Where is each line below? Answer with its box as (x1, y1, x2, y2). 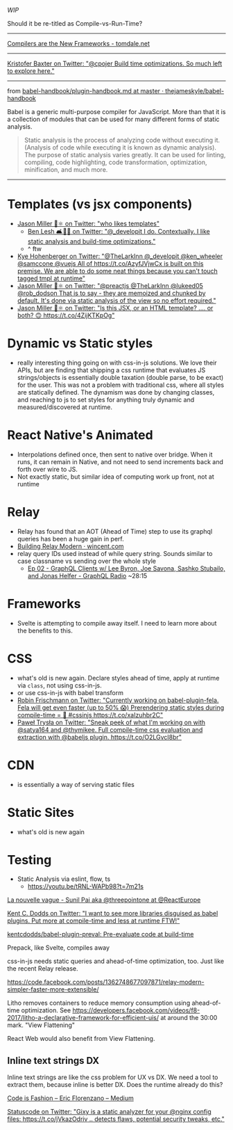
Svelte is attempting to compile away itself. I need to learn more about (17, 619, 217, 627)
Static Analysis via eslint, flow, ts (17, 875, 111, 883)
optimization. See (21, 1006, 71, 1014)
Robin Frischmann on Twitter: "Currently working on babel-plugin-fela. (17, 696, 219, 704)
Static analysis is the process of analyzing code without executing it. (24, 136, 221, 144)
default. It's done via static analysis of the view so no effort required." (17, 296, 216, 305)
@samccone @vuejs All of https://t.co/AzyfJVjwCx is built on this (17, 259, 204, 267)
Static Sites (7, 804, 75, 820)
